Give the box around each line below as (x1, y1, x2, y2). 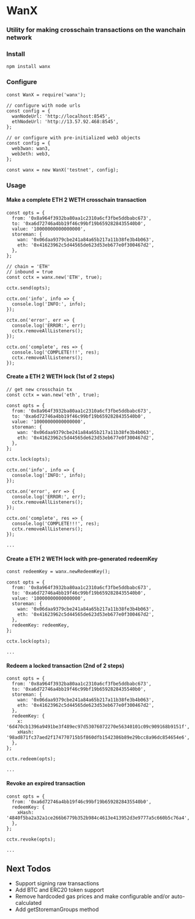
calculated (15, 899, 42, 907)
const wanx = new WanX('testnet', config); (6, 167, 119, 173)
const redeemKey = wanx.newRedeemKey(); (6, 568, 111, 575)
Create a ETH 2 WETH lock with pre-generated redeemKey (6, 555, 158, 562)
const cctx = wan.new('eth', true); (6, 392, 100, 398)
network (6, 33, 32, 42)
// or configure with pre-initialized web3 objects (6, 134, 141, 141)
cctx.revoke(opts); (6, 836, 56, 842)
